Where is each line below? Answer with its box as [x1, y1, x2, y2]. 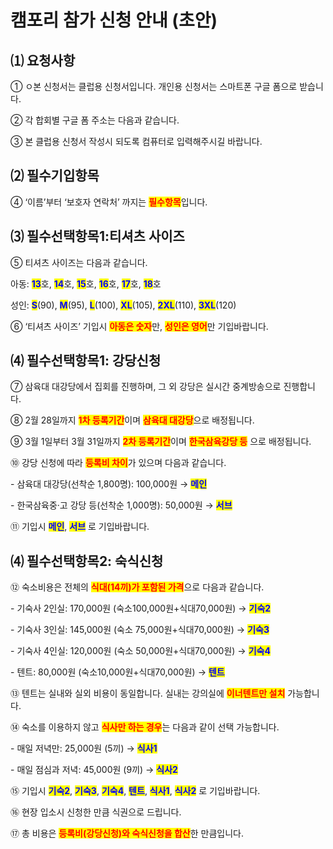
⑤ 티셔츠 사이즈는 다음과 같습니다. [10, 256, 148, 268]
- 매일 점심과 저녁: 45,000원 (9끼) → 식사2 [10, 764, 178, 776]
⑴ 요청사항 [10, 52, 76, 69]
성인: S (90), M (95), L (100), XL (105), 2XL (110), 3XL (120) [10, 299, 237, 311]
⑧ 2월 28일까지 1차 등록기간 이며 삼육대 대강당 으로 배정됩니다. [10, 414, 255, 426]
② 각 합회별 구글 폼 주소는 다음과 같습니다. [10, 114, 180, 126]
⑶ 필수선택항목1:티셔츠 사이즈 [10, 228, 185, 245]
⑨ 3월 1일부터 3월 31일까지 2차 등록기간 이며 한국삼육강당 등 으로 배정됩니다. [10, 436, 312, 448]
